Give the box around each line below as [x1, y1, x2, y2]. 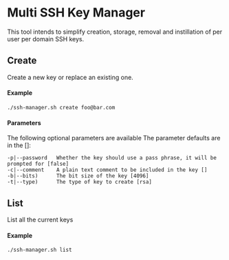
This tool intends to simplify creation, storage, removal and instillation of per [7, 28, 223, 36]
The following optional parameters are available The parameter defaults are [7, 134, 221, 142]
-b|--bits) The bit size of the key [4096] [7, 173, 149, 180]
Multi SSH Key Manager [7, 5, 146, 21]
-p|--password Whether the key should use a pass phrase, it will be [7, 155, 217, 162]
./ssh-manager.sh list [7, 246, 72, 254]
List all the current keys [7, 215, 74, 224]
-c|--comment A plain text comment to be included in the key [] [7, 166, 208, 173]
